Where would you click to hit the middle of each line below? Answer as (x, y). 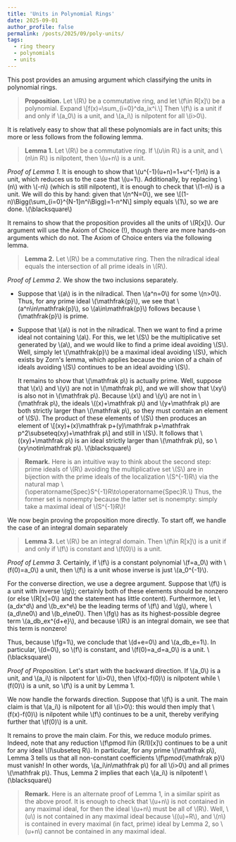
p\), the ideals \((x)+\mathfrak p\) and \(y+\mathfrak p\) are (135, 403)
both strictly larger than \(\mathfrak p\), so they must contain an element (123, 410)
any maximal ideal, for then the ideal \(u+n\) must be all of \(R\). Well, (124, 809)
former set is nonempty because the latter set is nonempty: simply (121, 499)
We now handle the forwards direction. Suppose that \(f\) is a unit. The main (118, 699)
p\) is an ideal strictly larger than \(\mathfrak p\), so (139, 440)
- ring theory (34, 46)
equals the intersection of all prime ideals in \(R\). (96, 266)
